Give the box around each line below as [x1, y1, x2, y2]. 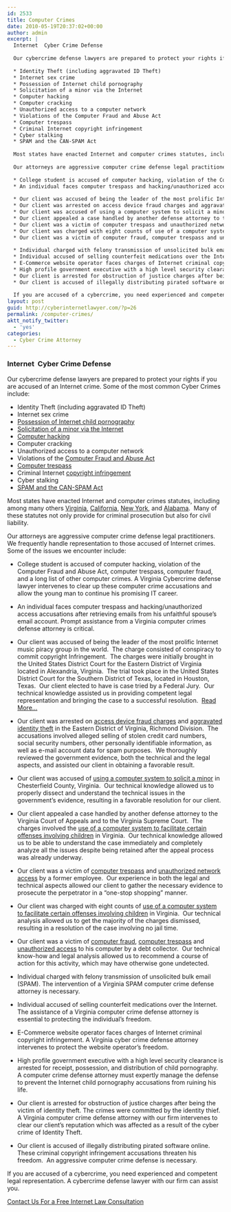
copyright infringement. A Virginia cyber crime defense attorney [16, 1035, 199, 1043]
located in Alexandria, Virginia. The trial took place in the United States [16, 667, 219, 675]
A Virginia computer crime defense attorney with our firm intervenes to [16, 1113, 218, 1122]
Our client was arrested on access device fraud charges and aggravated [16, 716, 223, 725]
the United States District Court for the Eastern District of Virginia [16, 659, 202, 668]
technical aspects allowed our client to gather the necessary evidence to [16, 881, 223, 889]
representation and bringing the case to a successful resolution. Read [16, 696, 217, 704]
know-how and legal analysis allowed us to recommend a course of [16, 951, 208, 960]
